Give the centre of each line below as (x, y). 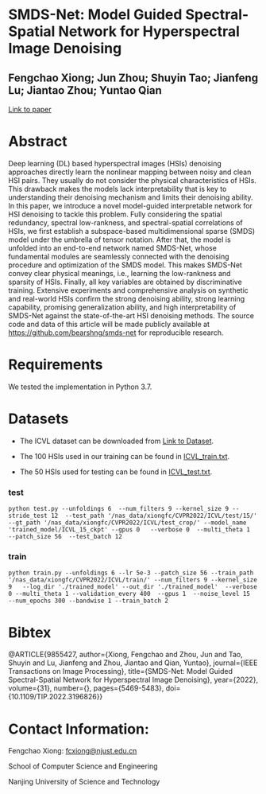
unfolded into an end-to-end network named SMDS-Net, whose (112, 247)
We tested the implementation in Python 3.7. (80, 387)
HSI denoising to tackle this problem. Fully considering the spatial (115, 214)
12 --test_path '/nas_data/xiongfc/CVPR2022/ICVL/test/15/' (154, 516)
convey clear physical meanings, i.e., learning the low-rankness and (120, 273)
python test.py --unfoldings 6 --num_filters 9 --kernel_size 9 (118, 509)
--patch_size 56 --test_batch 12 (66, 537)
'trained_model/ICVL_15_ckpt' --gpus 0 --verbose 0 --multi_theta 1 (129, 530)
